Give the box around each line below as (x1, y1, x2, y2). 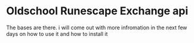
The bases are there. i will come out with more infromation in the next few (6, 24, 187, 31)
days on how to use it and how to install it (6, 30, 108, 37)
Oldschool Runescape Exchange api (6, 4, 189, 18)
